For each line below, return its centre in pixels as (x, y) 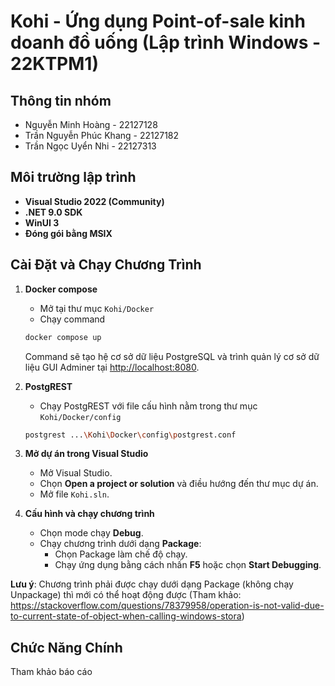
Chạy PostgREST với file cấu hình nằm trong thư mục (148, 406)
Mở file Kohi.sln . (74, 494)
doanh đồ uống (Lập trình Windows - (166, 42)
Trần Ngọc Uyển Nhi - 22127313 (90, 146)
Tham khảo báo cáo (51, 672)
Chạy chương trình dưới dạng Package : (120, 544)
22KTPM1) (54, 64)
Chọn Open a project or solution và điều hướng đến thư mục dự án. (179, 484)
